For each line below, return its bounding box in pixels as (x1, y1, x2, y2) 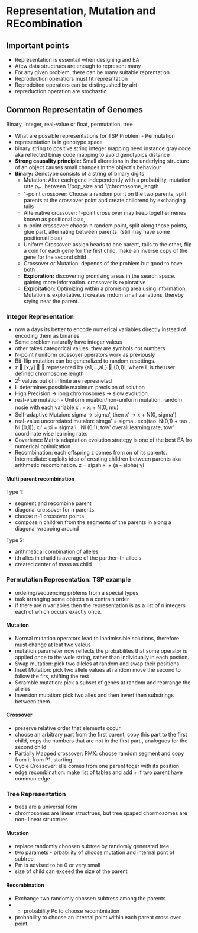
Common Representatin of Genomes (6, 105, 144, 115)
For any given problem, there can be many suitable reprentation (14, 69, 170, 75)
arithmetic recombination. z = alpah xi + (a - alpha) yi (14, 462, 144, 469)
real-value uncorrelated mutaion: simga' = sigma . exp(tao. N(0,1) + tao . (14, 417, 190, 425)
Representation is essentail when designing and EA (14, 56, 140, 63)
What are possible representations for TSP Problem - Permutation (14, 132, 176, 139)
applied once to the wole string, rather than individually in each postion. (14, 653, 189, 661)
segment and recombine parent (14, 500, 92, 507)
